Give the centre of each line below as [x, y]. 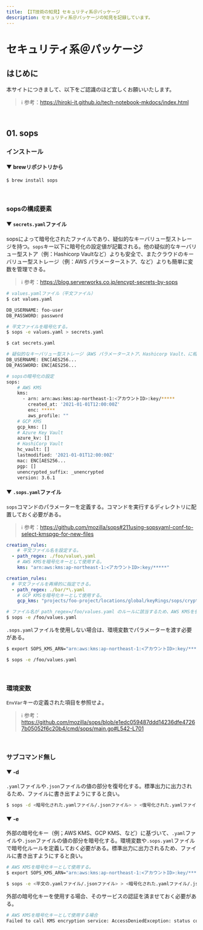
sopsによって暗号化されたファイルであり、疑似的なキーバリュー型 [89, 239]
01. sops [22, 133]
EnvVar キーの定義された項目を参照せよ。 [57, 702]
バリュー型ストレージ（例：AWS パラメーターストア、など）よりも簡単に [97, 262]
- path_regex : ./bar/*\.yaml [48, 590]
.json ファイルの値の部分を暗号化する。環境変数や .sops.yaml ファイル [108, 841]
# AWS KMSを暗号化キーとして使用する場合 [52, 915]
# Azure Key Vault [40, 433]
